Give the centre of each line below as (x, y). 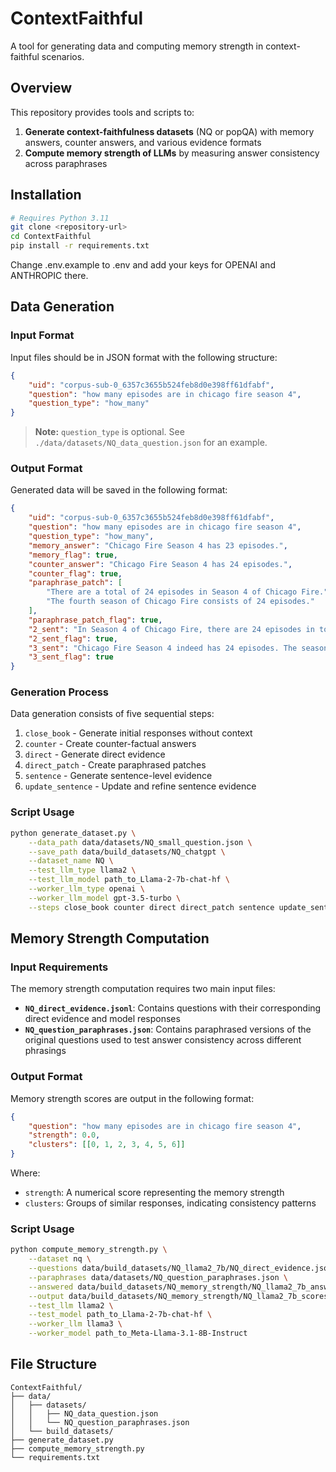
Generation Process (59, 692)
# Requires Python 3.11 (60, 218)
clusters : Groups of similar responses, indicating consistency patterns (170, 1203)
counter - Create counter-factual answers (110, 744)
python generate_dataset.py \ (73, 833)
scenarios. (63, 56)
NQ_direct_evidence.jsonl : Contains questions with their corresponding (173, 1008)
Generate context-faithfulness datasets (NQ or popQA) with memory (169, 131)
